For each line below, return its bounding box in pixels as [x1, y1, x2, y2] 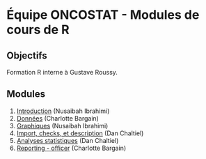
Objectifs [6, 50, 48, 61]
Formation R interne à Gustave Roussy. [6, 68, 118, 76]
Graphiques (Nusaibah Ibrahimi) [16, 121, 109, 130]
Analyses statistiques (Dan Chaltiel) [16, 136, 119, 144]
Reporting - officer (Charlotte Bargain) [16, 144, 127, 152]
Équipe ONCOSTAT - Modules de [6, 7, 200, 23]
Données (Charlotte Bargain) [16, 114, 99, 122]
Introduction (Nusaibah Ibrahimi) [16, 107, 110, 115]
